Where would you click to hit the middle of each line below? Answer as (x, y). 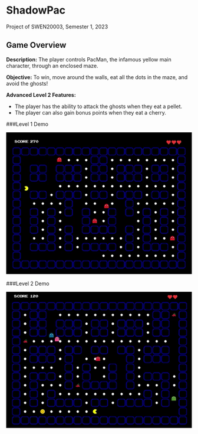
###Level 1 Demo (27, 124)
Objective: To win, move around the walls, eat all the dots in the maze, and (97, 77)
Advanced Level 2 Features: (41, 94)
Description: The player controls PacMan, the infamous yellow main (89, 59)
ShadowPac (36, 10)
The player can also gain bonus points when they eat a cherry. (90, 112)
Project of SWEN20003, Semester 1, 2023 (57, 27)
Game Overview (36, 45)
